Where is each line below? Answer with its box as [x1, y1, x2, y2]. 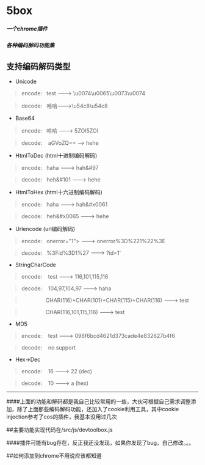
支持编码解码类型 [6, 61, 71, 71]
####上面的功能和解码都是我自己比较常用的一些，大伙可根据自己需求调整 [6, 398, 191, 405]
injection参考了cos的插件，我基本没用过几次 [6, 413, 117, 420]
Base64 [15, 114, 35, 122]
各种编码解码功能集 [6, 42, 55, 49]
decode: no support [21, 343, 76, 351]
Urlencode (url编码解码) [15, 225, 75, 232]
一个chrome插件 [6, 25, 48, 32]
